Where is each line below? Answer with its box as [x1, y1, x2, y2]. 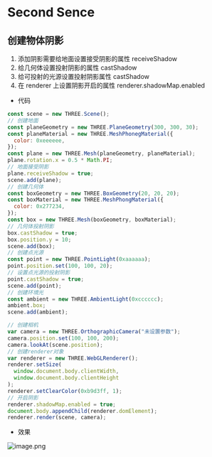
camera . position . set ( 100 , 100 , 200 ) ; [7, 335, 120, 342]
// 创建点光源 [7, 249, 44, 257]
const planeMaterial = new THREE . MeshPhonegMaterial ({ [7, 130, 174, 137]
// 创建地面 [7, 117, 39, 124]
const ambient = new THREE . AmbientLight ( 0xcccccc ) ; [7, 296, 164, 303]
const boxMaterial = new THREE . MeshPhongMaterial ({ [7, 196, 164, 203]
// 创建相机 [7, 321, 39, 329]
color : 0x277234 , [14, 203, 65, 210]
